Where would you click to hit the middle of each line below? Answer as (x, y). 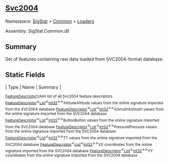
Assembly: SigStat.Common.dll (37, 31)
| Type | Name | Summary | (33, 87)
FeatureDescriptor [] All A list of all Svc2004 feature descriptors (59, 96)
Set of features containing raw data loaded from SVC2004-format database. (84, 59)
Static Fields (25, 75)
